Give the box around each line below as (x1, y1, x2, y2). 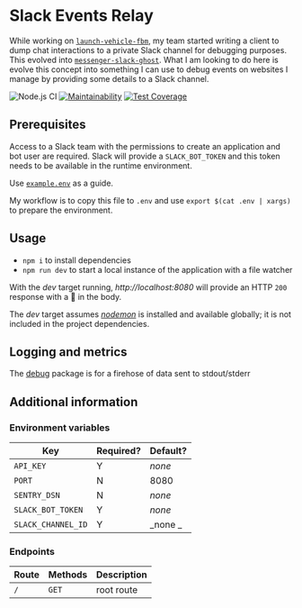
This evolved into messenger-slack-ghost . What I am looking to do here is (9, 54, 279, 65)
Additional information (9, 394, 138, 410)
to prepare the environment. (9, 204, 113, 215)
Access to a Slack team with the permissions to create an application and (9, 141, 281, 151)
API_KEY (13, 461, 47, 471)
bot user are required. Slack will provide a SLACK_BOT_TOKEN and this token (9, 150, 280, 161)
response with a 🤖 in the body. (9, 291, 122, 302)
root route (95, 584, 138, 596)
